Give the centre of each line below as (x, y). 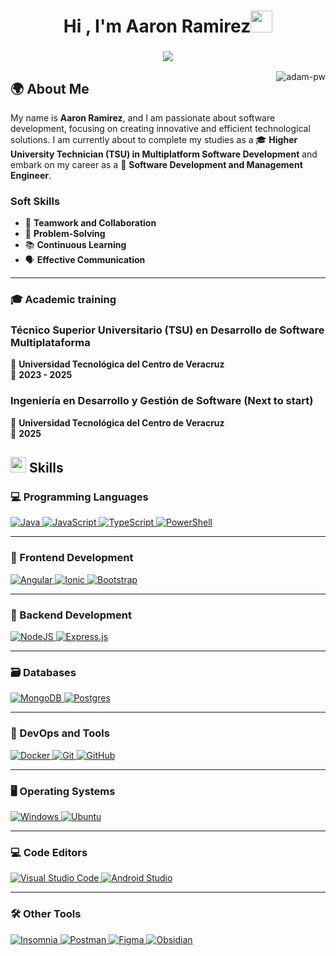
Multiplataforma (50, 343)
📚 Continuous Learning (75, 245)
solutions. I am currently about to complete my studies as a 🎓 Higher (154, 139)
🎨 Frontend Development (72, 558)
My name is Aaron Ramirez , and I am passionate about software (143, 117)
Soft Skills (35, 201)
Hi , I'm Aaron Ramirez (157, 26)
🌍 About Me (50, 88)
